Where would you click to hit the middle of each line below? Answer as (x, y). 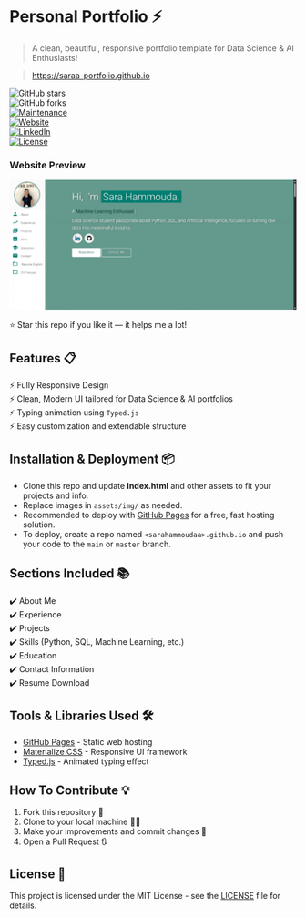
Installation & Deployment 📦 (92, 459)
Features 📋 (43, 358)
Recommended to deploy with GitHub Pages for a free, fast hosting (148, 515)
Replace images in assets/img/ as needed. (102, 505)
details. (23, 905)
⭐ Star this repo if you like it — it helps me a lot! (98, 325)
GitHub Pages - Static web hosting (87, 742)
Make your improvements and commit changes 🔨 (115, 831)
